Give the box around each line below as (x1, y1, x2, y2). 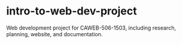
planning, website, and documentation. (6, 30, 103, 37)
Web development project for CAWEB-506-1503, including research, (6, 24, 177, 31)
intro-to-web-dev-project (6, 4, 137, 18)
